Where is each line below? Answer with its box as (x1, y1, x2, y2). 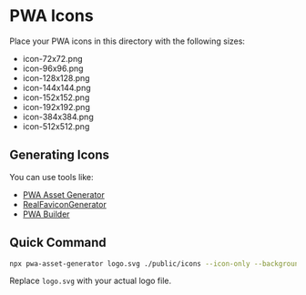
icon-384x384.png (22, 111, 94, 122)
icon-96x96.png (22, 63, 84, 74)
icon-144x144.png (22, 82, 91, 93)
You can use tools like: (9, 171, 94, 182)
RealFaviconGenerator (22, 198, 107, 209)
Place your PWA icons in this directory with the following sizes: (9, 36, 246, 46)
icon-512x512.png (22, 120, 90, 132)
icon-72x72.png (22, 53, 84, 64)
